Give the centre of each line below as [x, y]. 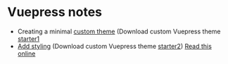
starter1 [28, 38]
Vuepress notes [55, 12]
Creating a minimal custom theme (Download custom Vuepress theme [119, 31]
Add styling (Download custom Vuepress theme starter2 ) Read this [115, 46]
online [26, 54]
